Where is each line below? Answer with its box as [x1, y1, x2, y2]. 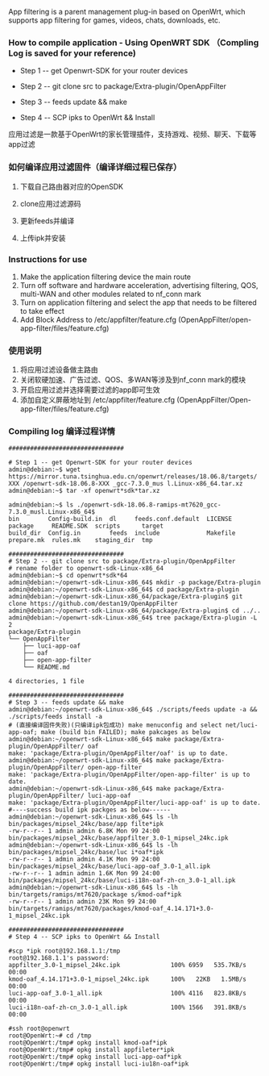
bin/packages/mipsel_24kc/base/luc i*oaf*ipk [8, 849, 163, 857]
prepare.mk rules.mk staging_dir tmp [8, 536, 153, 544]
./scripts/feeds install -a [8, 713, 103, 721]
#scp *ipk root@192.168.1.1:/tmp [8, 947, 121, 955]
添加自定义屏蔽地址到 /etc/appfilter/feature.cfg [19, 395, 176, 405]
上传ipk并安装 [19, 233, 66, 243]
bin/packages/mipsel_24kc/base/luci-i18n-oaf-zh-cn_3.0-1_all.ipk [8, 877, 236, 885]
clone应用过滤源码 [19, 198, 82, 208]
